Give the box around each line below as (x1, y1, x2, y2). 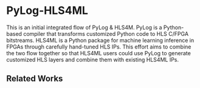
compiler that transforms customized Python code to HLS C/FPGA (23, 30, 189, 37)
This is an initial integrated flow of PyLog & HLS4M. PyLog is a (6, 24, 162, 31)
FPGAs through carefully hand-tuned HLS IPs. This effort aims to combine (6, 43, 191, 50)
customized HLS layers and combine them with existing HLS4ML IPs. (6, 56, 179, 63)
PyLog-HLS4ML (6, 4, 88, 18)
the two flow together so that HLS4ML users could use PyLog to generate (6, 49, 191, 56)
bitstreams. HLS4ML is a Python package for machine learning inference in (6, 36, 195, 44)
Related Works (6, 73, 63, 84)
